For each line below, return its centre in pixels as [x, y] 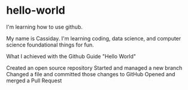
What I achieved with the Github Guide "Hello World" [71, 56]
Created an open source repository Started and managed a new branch [94, 68]
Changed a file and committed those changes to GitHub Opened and [91, 74]
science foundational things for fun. [50, 45]
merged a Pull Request [34, 80]
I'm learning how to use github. [44, 27]
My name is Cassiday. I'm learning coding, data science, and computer [94, 38]
